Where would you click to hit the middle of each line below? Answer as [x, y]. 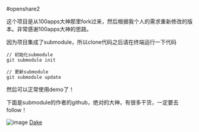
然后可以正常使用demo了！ [40, 89]
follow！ [17, 110]
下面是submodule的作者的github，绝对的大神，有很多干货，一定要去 [92, 102]
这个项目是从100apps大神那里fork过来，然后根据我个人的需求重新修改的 [97, 21]
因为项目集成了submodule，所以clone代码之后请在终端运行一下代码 [92, 42]
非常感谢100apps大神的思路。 [54, 29]
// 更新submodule [27, 72]
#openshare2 [23, 9]
